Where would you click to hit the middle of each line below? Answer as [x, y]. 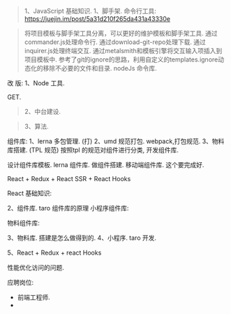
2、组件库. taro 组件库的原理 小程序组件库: [68, 208]
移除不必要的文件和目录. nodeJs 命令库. [100, 68]
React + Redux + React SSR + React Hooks [69, 179]
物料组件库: [24, 223]
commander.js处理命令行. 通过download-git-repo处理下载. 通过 [115, 42]
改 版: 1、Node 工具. [36, 83]
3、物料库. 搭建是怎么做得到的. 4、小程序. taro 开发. [82, 238]
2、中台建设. [43, 112]
